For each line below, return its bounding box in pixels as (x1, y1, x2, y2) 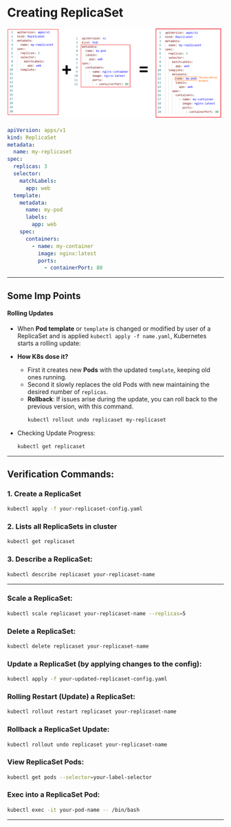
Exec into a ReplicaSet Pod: (7, 790, 100, 800)
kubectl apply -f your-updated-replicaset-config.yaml (7, 676, 168, 683)
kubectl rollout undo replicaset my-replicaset (27, 416, 166, 423)
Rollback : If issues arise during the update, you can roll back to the (27, 395, 218, 403)
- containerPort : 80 (43, 265, 103, 272)
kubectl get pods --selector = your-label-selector (7, 773, 153, 781)
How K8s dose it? (16, 352, 69, 360)
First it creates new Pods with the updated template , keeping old (27, 366, 211, 374)
